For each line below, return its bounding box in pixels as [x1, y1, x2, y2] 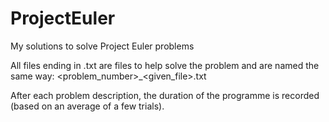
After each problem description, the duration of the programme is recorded [10, 89, 320, 101]
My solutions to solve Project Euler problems [10, 40, 195, 52]
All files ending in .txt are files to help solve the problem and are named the [10, 59, 320, 71]
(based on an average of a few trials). [10, 100, 165, 112]
